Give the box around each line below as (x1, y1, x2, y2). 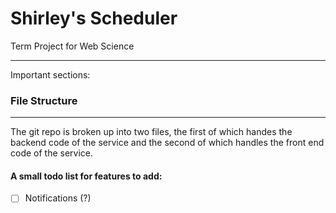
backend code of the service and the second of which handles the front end (10, 137, 325, 149)
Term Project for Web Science (10, 40, 135, 52)
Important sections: (10, 68, 91, 81)
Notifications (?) (24, 192, 92, 204)
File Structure (10, 93, 78, 107)
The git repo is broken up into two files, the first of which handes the (10, 126, 293, 138)
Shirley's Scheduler (10, 7, 178, 30)
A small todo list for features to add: (10, 170, 163, 182)
